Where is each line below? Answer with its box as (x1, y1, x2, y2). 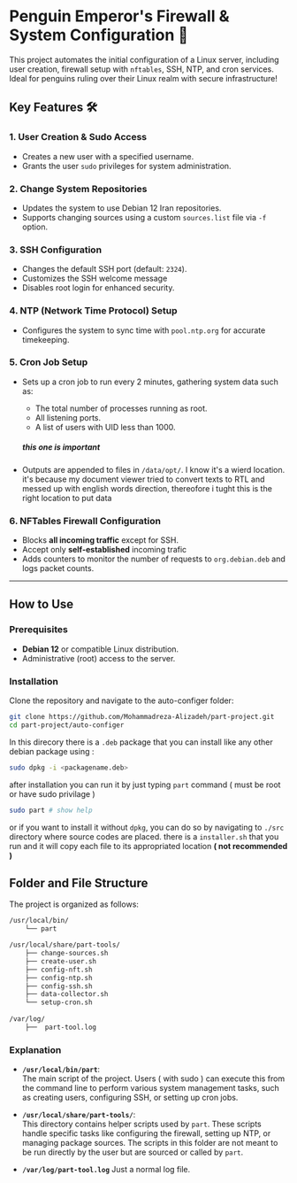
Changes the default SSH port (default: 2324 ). (21, 264, 187, 274)
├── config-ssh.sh (25, 981, 93, 991)
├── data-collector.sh (25, 990, 109, 999)
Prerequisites (9, 623, 68, 636)
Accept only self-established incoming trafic (21, 545, 187, 555)
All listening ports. (34, 412, 102, 422)
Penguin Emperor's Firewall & (9, 6, 230, 27)
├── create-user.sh (25, 956, 97, 966)
